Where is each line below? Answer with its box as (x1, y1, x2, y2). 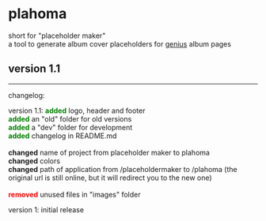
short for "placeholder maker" (8, 31, 106, 40)
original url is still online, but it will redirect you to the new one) (8, 173, 212, 182)
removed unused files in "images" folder (8, 189, 141, 199)
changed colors (8, 155, 61, 166)
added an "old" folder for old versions (8, 114, 132, 123)
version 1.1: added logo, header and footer (8, 106, 146, 115)
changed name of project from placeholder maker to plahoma (8, 148, 210, 157)
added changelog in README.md (8, 131, 117, 140)
